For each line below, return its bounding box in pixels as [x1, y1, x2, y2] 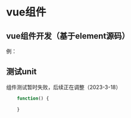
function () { [17, 95, 49, 101]
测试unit [6, 66, 37, 77]
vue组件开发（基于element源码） [6, 31, 130, 41]
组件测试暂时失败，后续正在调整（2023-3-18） [6, 84, 121, 91]
